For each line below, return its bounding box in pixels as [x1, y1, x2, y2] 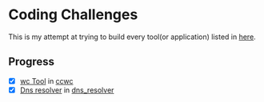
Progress [8, 55, 54, 69]
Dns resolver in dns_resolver [19, 85, 114, 95]
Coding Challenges [8, 6, 138, 24]
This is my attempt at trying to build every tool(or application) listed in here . [8, 32, 256, 41]
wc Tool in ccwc [19, 76, 74, 85]
